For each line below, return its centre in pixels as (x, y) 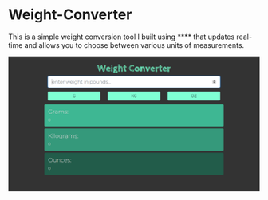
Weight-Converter (70, 15)
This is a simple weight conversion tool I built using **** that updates (122, 37)
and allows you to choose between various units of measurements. (134, 45)
